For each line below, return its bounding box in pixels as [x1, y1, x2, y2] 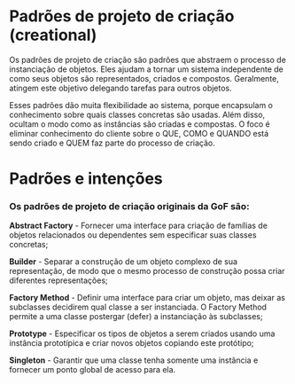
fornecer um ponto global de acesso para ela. [9, 364, 176, 375]
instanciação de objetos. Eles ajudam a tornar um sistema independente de [9, 64, 283, 74]
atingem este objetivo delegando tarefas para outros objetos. [9, 82, 232, 93]
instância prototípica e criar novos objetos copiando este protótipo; [9, 338, 254, 349]
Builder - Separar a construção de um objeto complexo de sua [9, 256, 237, 267]
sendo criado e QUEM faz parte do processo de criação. [9, 137, 215, 148]
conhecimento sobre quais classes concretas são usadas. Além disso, [9, 109, 266, 120]
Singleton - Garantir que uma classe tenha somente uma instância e [9, 355, 259, 365]
